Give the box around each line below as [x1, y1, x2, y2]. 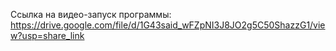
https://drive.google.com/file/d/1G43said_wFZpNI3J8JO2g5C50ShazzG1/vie [10, 19, 326, 31]
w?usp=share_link [10, 30, 85, 41]
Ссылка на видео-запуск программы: [10, 9, 172, 20]
